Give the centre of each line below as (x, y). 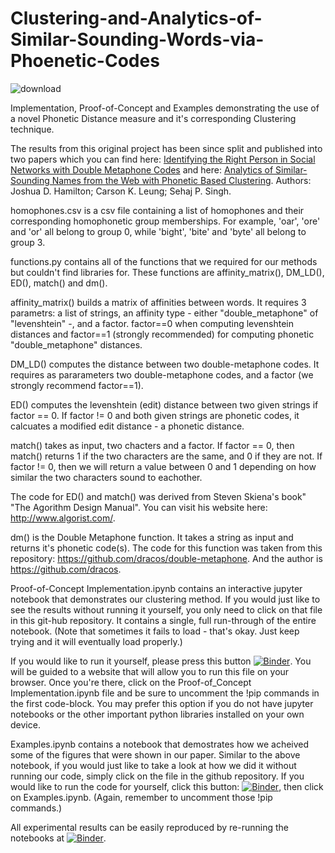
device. (25, 724)
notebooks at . (58, 838)
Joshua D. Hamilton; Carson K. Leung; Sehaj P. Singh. (121, 191)
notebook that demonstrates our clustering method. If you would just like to (165, 599)
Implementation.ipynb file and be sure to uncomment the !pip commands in (165, 693)
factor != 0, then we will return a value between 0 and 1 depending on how (163, 466)
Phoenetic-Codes (85, 61)
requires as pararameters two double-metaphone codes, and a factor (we (162, 374)
